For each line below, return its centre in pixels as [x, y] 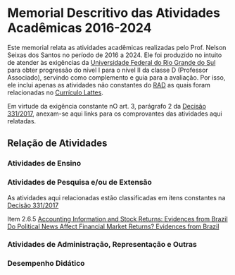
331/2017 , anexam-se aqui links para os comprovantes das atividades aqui [115, 114]
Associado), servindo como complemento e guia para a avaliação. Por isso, [116, 77]
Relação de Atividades [57, 143]
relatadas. [22, 121]
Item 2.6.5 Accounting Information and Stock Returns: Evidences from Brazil [118, 219]
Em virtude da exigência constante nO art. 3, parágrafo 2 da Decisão [107, 106]
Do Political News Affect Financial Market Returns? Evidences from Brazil [113, 226]
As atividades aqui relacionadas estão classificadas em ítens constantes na [116, 197]
